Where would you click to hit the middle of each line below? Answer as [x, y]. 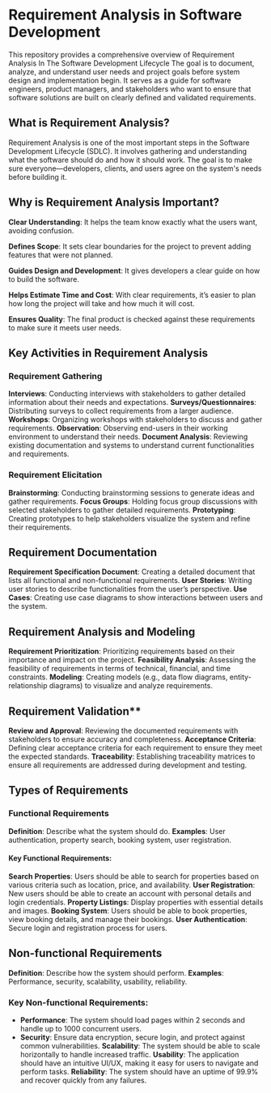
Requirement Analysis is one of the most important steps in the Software [129, 142]
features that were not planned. [61, 255]
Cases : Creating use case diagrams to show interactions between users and [135, 598]
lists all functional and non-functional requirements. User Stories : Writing [130, 581]
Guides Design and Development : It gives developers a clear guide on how [134, 270]
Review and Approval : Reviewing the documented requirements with [123, 730]
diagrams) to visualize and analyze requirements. [131, 686]
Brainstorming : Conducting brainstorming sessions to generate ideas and [131, 492]
